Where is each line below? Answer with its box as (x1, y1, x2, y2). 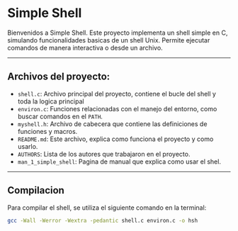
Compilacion (7, 184, 65, 196)
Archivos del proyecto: (7, 71, 110, 83)
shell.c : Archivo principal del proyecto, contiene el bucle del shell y (17, 89, 216, 98)
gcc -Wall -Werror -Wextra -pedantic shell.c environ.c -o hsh (7, 217, 198, 224)
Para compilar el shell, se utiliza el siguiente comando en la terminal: (7, 203, 207, 212)
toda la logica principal (17, 97, 84, 106)
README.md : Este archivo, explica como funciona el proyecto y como (17, 135, 214, 143)
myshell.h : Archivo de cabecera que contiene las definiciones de (17, 119, 208, 128)
